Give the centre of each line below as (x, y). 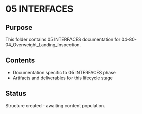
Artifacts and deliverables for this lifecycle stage (63, 78)
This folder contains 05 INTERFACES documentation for (63, 39)
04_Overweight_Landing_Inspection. (43, 45)
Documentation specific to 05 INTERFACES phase (64, 72)
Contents (20, 61)
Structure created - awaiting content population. (55, 105)
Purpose (19, 27)
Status (16, 94)
